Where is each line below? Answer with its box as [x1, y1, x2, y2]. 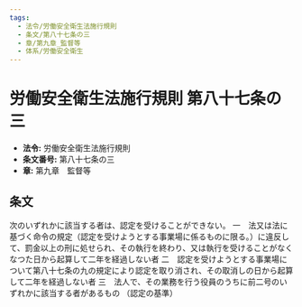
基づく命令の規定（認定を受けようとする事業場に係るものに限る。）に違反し [9, 231, 290, 242]
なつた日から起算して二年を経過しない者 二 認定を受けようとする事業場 [9, 254, 280, 265]
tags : [9, 13, 30, 23]
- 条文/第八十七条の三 [17, 30, 90, 39]
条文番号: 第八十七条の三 [22, 154, 115, 165]
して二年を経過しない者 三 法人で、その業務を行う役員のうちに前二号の [9, 276, 279, 287]
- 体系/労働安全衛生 [17, 47, 84, 56]
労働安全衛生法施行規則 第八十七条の [9, 88, 282, 109]
